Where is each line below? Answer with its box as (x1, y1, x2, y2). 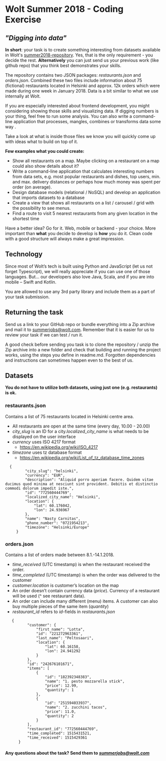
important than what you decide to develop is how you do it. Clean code (5, 231, 153, 236)
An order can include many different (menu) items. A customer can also (12, 598, 158, 604)
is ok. (5, 390, 17, 396)
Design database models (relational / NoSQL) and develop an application (12, 190, 161, 195)
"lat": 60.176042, (34, 503, 72, 508)
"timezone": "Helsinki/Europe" (25, 524, 90, 530)
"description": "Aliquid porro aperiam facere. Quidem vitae (25, 477, 154, 482)
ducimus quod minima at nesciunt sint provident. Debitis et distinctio (5, 481, 158, 486)
